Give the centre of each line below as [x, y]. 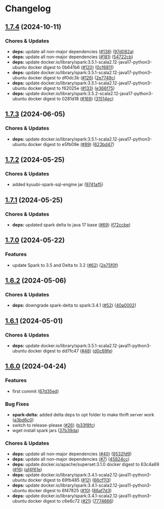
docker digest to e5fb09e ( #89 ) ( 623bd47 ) [71, 144]
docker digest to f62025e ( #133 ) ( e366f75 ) [71, 88]
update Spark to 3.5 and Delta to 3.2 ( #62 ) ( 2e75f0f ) [65, 265]
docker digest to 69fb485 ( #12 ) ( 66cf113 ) [69, 480]
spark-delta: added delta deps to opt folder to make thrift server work [83, 414]
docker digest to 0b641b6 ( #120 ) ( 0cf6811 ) [71, 67]
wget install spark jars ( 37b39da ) [46, 430]
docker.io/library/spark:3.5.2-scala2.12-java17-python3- [97, 93]
